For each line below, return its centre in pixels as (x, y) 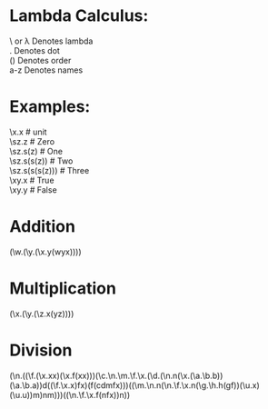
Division (41, 350)
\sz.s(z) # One (36, 151)
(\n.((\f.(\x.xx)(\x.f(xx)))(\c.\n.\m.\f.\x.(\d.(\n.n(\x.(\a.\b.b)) (116, 375)
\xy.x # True (32, 180)
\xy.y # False (33, 190)
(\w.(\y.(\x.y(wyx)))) (45, 252)
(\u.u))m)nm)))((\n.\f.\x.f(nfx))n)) (70, 394)
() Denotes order (40, 60)
